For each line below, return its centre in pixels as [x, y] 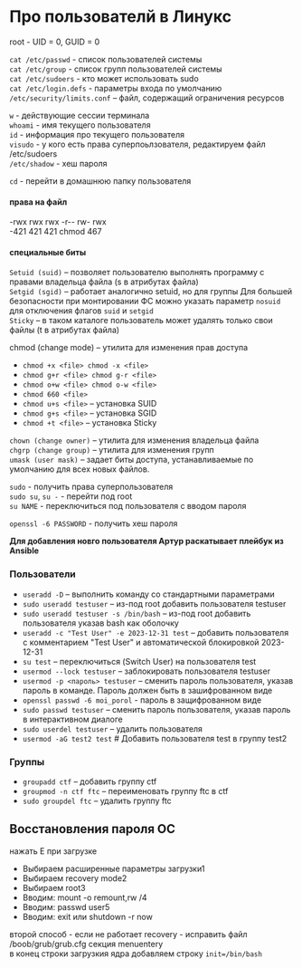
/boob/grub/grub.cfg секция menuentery [86, 944]
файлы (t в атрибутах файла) [65, 330]
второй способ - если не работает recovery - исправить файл [128, 934]
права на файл [38, 202]
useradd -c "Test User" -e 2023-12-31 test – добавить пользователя [156, 632]
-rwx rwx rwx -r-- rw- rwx [58, 222]
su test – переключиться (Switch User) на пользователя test [139, 661]
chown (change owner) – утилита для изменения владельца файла [134, 440]
